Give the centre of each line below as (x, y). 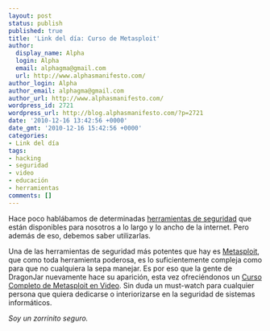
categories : (28, 135)
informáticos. (30, 302)
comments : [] (30, 195)
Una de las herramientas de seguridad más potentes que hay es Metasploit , (134, 251)
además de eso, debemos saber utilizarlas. (80, 235)
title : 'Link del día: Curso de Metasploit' (84, 38)
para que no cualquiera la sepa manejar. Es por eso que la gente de (120, 268)
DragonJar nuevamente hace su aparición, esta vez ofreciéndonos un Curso (135, 277)
